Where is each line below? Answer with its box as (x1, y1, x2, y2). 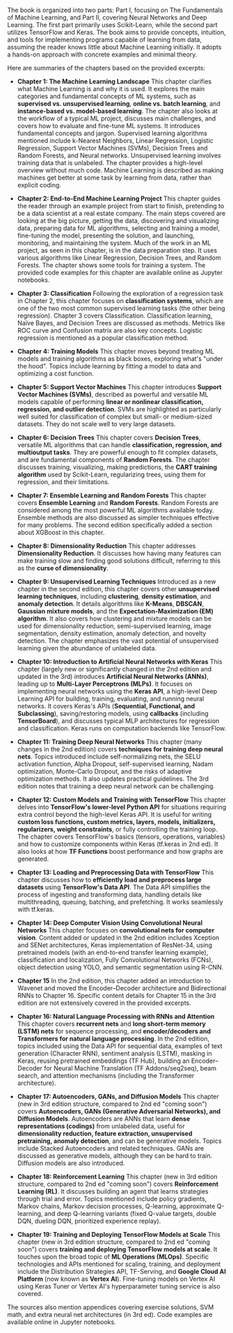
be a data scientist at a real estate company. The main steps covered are (17, 209, 226, 217)
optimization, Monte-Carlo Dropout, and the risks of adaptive (17, 767, 193, 775)
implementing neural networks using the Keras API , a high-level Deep (17, 687, 218, 695)
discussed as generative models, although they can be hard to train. (17, 1152, 213, 1160)
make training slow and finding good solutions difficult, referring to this (17, 556, 221, 565)
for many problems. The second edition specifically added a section (17, 521, 213, 529)
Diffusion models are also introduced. (17, 1159, 125, 1167)
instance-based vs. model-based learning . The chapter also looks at (17, 107, 218, 115)
